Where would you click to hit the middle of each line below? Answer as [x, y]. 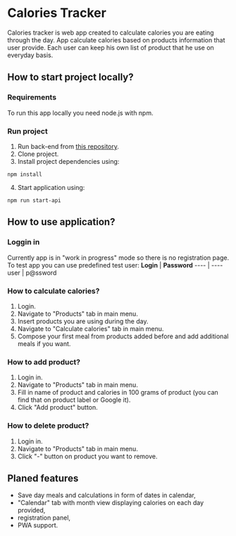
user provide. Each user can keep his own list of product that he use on [111, 47]
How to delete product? [48, 426]
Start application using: [51, 187]
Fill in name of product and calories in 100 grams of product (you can [118, 393]
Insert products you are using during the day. [83, 321]
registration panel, [44, 518]
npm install [25, 174]
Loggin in [24, 242]
